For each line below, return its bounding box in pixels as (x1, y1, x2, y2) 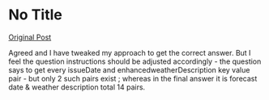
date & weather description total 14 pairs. (8, 82, 146, 92)
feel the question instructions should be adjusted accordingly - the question (8, 56, 262, 66)
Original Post (8, 32, 52, 42)
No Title (8, 6, 63, 24)
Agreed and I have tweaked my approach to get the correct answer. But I (8, 48, 251, 57)
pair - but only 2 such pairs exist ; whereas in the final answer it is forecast (8, 73, 258, 83)
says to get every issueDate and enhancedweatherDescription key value (8, 65, 250, 74)
